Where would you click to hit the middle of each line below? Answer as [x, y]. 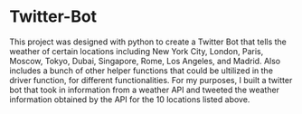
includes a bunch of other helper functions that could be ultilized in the [142, 71]
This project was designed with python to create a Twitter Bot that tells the [148, 42]
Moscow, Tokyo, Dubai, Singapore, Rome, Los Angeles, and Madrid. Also [145, 61]
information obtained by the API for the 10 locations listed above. [130, 99]
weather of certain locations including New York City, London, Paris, [137, 51]
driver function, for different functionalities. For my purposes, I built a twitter [151, 80]
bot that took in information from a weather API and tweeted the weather [145, 90]
